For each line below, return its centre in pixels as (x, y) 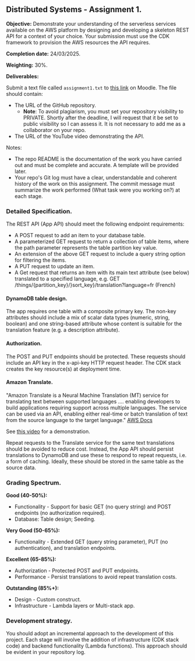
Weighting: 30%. (27, 65)
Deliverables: (22, 76)
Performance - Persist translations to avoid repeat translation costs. (96, 577)
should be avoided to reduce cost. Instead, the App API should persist (90, 449)
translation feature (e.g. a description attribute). (63, 330)
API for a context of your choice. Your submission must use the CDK (88, 36)
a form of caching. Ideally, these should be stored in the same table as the (95, 461)
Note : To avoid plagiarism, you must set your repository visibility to (103, 111)
